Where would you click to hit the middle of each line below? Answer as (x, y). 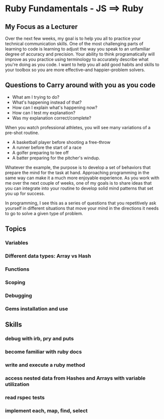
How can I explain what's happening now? (55, 107)
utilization (17, 384)
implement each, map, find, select (47, 411)
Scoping (15, 282)
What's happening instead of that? (47, 102)
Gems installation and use (37, 308)
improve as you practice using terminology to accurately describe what (77, 59)
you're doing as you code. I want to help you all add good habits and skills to (82, 65)
